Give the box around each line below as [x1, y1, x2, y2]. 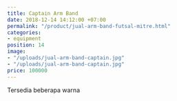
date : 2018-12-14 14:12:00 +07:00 [7, 16, 107, 23]
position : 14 [7, 42, 45, 48]
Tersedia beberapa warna [7, 86, 81, 94]
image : [7, 48, 26, 55]
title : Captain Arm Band [7, 10, 79, 17]
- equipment [7, 35, 41, 42]
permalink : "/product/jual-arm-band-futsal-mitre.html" [7, 23, 171, 29]
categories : [7, 29, 41, 36]
